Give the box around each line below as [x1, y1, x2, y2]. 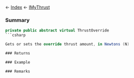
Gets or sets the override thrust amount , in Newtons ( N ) [5, 42, 129, 47]
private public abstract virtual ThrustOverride [5, 28, 109, 33]
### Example [5, 59, 30, 64]
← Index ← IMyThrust [5, 4, 50, 10]
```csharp [5, 32, 26, 38]
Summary [5, 16, 30, 23]
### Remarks [5, 68, 30, 74]
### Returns [5, 50, 30, 55]
